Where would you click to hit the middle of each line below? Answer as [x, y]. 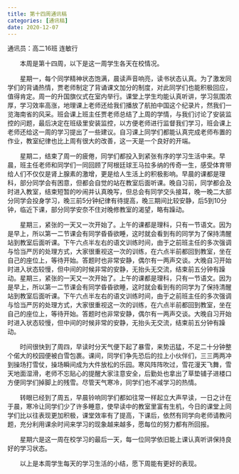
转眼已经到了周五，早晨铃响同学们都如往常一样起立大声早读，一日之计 [122, 398]
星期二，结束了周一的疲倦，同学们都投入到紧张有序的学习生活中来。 [119, 156]
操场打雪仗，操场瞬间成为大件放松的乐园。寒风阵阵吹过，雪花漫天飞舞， [119, 365]
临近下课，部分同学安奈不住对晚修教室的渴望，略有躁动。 [104, 210]
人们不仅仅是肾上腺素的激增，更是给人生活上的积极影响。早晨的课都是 [116, 174]
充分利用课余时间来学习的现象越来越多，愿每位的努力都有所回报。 [116, 424]
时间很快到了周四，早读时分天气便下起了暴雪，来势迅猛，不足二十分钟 [122, 347]
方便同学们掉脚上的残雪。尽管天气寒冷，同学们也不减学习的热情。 [104, 383]
